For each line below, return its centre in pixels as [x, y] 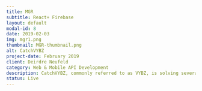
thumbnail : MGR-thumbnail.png [44, 45]
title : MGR [20, 12]
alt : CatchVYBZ [25, 51]
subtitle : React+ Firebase [40, 17]
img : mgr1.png [24, 40]
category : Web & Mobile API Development [58, 67]
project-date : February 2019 [43, 56]
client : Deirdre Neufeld [37, 62]
